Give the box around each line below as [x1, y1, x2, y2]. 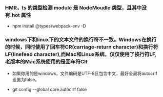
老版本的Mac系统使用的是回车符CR [5, 58, 88, 65]
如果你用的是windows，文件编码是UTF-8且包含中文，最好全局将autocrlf [12, 70, 158, 76]
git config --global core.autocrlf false [12, 86, 87, 92]
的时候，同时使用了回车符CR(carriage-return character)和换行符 [5, 44, 159, 50]
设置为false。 [12, 76, 40, 82]
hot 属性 [11, 11, 31, 18]
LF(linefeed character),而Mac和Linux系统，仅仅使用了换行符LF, [5, 51, 157, 58]
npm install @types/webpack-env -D [12, 23, 86, 29]
